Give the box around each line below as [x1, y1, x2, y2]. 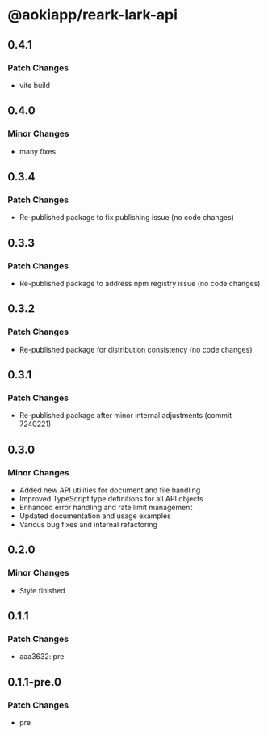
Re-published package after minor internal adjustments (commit [19, 411, 232, 420]
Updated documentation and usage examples [19, 511, 171, 521]
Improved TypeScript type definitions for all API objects [19, 494, 203, 503]
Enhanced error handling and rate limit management [19, 503, 193, 512]
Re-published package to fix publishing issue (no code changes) [19, 213, 235, 222]
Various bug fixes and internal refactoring [19, 520, 158, 529]
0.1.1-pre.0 [7, 675, 62, 689]
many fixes [19, 146, 57, 156]
